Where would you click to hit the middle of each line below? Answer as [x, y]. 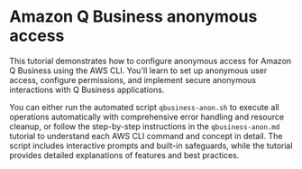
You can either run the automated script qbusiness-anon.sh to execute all [144, 107]
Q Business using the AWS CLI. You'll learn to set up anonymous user [138, 70]
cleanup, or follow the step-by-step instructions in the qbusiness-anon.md [145, 126]
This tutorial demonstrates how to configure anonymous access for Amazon [151, 61]
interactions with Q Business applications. [87, 89]
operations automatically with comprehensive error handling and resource [147, 117]
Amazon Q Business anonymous [133, 17]
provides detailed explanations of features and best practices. [124, 155]
